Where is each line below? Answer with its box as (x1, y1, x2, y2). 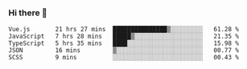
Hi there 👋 (8, 7, 48, 18)
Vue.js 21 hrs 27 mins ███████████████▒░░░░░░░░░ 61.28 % (8, 26, 240, 34)
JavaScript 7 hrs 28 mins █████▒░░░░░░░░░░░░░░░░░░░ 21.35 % (8, 32, 240, 41)
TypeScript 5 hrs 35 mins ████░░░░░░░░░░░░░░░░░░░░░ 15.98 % (8, 39, 240, 47)
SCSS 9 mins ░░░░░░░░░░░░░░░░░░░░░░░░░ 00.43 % (8, 54, 240, 62)
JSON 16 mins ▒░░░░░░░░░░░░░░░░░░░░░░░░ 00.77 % (8, 47, 240, 55)
